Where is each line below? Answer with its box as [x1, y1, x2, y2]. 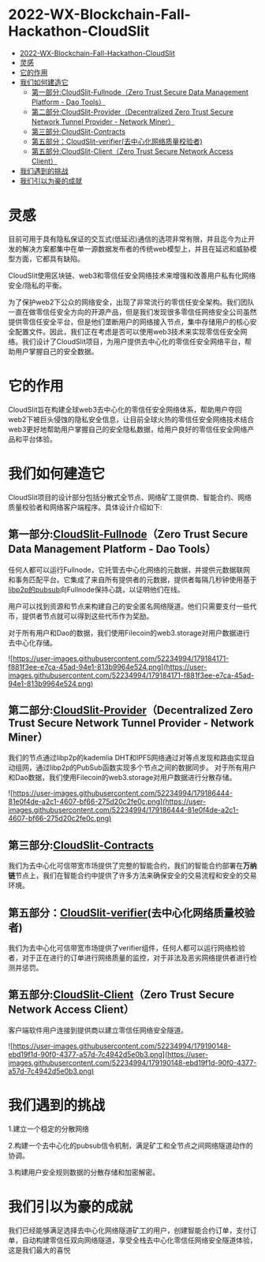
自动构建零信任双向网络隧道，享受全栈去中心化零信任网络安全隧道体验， [21, 1235, 257, 1245]
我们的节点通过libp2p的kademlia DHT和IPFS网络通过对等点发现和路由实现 [8, 753, 248, 763]
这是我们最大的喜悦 [8, 1245, 71, 1255]
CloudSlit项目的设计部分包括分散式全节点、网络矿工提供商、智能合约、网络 [8, 492, 252, 502]
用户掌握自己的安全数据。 [14, 346, 99, 356]
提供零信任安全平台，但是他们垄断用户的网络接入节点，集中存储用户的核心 [8, 317, 250, 327]
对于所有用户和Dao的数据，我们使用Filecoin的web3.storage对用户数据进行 [8, 628, 251, 637]
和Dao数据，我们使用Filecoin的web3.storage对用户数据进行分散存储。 [8, 773, 237, 782]
